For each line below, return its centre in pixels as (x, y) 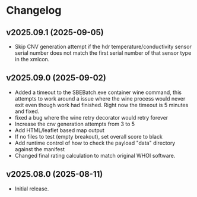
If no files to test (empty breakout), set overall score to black (89, 136)
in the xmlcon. (32, 59)
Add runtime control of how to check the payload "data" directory (95, 143)
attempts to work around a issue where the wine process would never (100, 98)
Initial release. (32, 189)
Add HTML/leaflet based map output (60, 130)
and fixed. (27, 111)
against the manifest (40, 149)
